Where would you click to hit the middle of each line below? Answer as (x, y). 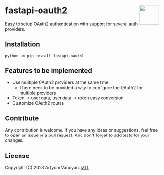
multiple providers (38, 93)
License (17, 156)
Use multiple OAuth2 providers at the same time (60, 82)
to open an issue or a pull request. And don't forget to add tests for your (77, 135)
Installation (22, 45)
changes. (14, 140)
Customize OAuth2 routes (38, 103)
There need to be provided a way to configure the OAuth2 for (81, 87)
